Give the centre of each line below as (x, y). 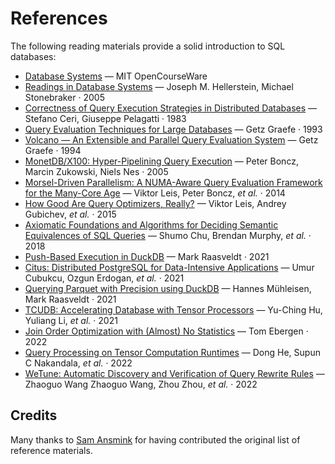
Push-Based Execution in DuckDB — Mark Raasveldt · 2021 (147, 256)
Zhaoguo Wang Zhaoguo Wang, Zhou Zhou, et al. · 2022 (141, 384)
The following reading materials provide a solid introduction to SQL (148, 46)
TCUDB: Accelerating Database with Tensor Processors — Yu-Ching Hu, (173, 309)
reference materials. (51, 450)
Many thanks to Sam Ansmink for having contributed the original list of (155, 439)
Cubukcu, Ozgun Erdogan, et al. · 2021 (104, 278)
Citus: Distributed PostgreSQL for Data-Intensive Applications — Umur (169, 267)
